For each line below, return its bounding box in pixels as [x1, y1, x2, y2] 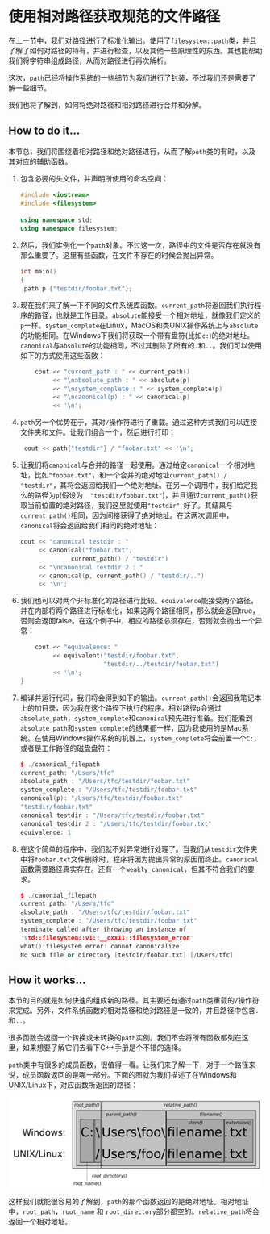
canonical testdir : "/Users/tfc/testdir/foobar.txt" [19, 811, 205, 819]
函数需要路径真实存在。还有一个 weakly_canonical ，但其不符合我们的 [19, 864, 248, 873]
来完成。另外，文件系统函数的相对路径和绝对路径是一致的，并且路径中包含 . [8, 1006, 260, 1015]
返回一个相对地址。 [8, 1217, 73, 1227]
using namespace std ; [19, 216, 93, 224]
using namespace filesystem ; [19, 225, 118, 233]
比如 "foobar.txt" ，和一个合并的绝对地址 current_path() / [34, 470, 228, 480]
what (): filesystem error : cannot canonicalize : [19, 942, 183, 950]
